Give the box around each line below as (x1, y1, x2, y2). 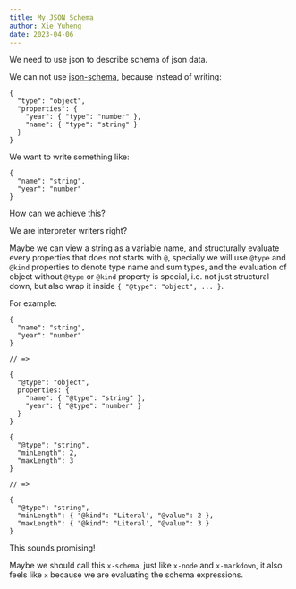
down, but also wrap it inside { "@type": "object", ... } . (9, 281, 224, 292)
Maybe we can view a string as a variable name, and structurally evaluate (9, 243, 280, 253)
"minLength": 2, (17, 448, 78, 457)
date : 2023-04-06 (9, 30, 74, 38)
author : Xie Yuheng (9, 21, 82, 30)
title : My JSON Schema (9, 13, 94, 22)
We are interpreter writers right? (9, 226, 128, 236)
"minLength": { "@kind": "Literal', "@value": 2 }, (17, 511, 215, 520)
